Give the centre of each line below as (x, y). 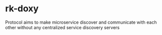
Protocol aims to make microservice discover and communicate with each (81, 22)
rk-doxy (22, 9)
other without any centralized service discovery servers (62, 27)
